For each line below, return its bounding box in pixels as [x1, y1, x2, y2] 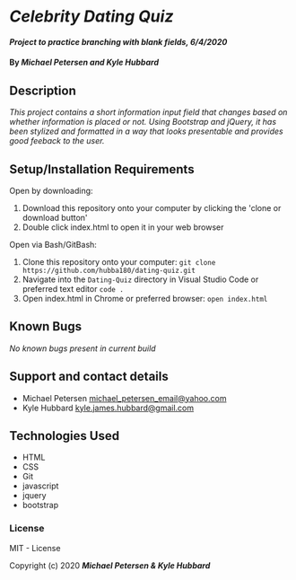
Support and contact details [9, 369, 169, 384]
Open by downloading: [9, 186, 93, 196]
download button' [22, 213, 88, 223]
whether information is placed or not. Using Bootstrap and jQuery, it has [9, 117, 276, 127]
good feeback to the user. [9, 136, 105, 146]
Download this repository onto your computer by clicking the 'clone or [22, 203, 282, 213]
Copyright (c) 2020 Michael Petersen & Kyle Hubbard [9, 559, 211, 571]
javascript [22, 480, 59, 491]
